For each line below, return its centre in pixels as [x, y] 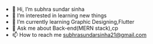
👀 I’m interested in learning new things [59, 15]
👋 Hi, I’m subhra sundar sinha [48, 9]
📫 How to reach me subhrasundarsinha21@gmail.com [79, 35]
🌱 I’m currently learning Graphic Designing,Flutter [73, 22]
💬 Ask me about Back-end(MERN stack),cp [65, 28]
